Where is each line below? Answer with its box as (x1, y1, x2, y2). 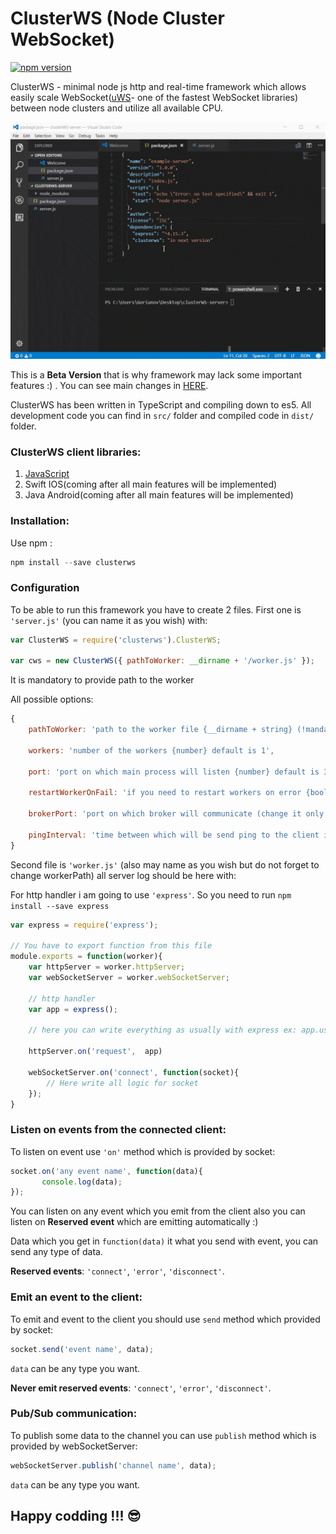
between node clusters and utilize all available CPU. (10, 102, 223, 114)
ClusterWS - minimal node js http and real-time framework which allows (10, 80, 307, 92)
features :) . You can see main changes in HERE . (10, 379, 209, 391)
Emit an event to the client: (10, 1290, 143, 1304)
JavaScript (24, 468, 70, 480)
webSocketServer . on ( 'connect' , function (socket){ (28, 1067, 240, 1077)
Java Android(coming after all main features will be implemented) (24, 489, 294, 501)
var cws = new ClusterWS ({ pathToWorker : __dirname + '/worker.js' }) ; (10, 656, 315, 666)
